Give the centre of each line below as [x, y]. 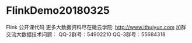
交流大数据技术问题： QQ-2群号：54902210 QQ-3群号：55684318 [86, 34]
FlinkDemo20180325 [58, 11]
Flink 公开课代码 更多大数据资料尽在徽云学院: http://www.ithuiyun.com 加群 [96, 27]
